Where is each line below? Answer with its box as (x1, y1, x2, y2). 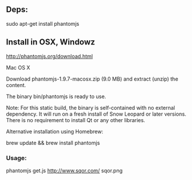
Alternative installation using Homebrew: (6, 128, 104, 135)
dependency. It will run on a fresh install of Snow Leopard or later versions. (6, 110, 187, 117)
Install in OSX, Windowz (6, 37, 95, 47)
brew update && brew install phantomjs (6, 139, 100, 146)
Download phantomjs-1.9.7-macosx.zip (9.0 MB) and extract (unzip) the (6, 75, 179, 82)
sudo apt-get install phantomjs (6, 20, 80, 27)
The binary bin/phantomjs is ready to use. (6, 93, 106, 100)
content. (6, 81, 26, 88)
